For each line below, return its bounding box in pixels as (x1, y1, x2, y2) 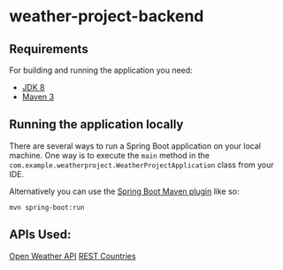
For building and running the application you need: (9, 65, 193, 75)
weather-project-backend (9, 6, 204, 27)
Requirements (9, 42, 88, 57)
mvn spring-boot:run (9, 203, 86, 212)
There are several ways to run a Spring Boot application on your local (9, 140, 261, 151)
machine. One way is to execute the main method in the (9, 150, 210, 160)
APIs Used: (9, 228, 72, 243)
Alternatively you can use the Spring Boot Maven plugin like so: (9, 186, 241, 197)
